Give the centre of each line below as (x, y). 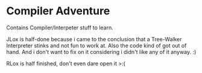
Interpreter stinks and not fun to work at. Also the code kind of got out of (96, 45)
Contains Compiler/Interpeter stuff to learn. (60, 28)
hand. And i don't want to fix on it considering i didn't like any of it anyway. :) (101, 51)
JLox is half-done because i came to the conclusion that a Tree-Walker (94, 39)
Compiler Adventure (58, 11)
